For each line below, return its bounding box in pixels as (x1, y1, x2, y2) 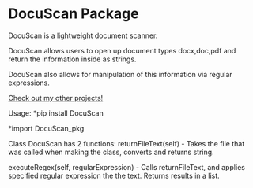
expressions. (8, 78, 50, 87)
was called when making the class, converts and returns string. (8, 147, 215, 157)
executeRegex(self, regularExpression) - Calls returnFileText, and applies (8, 162, 245, 171)
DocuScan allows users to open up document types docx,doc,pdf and (8, 46, 236, 55)
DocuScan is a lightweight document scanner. (8, 31, 158, 40)
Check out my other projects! (8, 93, 104, 102)
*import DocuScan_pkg (8, 123, 85, 133)
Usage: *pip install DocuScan (8, 108, 104, 118)
